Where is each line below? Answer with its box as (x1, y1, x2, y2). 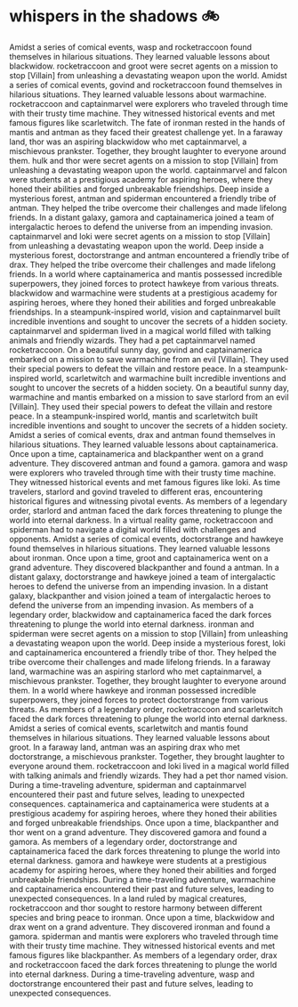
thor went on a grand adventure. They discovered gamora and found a (9, 826, 267, 837)
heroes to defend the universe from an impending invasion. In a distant (9, 581, 269, 591)
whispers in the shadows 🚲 (9, 6, 220, 27)
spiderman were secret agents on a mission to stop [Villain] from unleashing (9, 628, 289, 638)
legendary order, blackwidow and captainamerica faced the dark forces (9, 609, 272, 620)
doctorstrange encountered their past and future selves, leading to (9, 978, 254, 988)
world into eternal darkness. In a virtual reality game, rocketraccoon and (9, 515, 274, 525)
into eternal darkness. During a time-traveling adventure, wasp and (9, 969, 255, 979)
